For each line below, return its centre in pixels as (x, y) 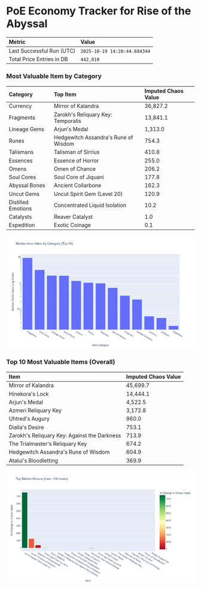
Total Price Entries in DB (38, 59)
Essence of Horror (76, 161)
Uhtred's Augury (29, 419)
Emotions (20, 209)
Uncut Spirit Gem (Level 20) (88, 194)
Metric (17, 42)
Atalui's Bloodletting (33, 460)
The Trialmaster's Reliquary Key (48, 444)
